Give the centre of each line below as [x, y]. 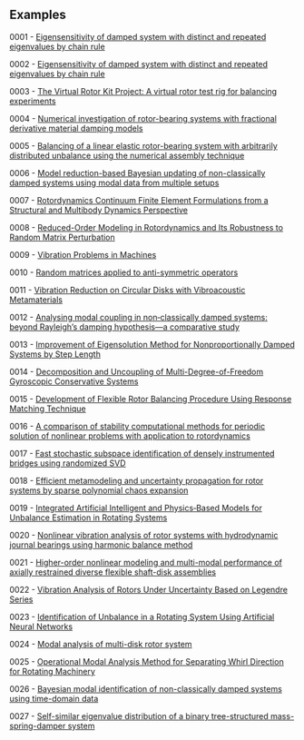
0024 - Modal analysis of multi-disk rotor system [101, 644]
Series [21, 599]
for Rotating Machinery [52, 671]
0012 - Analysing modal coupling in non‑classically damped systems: [138, 317]
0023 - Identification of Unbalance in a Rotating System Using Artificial [142, 617]
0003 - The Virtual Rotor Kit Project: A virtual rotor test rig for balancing [143, 91]
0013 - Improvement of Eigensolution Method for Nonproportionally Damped [152, 344]
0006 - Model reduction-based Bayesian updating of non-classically [137, 173]
